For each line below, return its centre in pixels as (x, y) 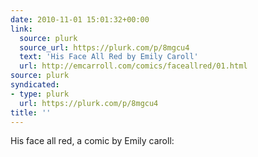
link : (21, 29)
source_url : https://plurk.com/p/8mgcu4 (104, 47)
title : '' (31, 112)
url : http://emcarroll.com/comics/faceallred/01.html (133, 66)
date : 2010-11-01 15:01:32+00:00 (80, 19)
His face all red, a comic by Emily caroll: (92, 141)
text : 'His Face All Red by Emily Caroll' (109, 57)
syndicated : (35, 85)
